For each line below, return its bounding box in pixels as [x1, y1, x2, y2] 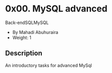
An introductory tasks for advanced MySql [5, 62, 92, 68]
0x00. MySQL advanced [5, 3, 108, 14]
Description [5, 49, 42, 57]
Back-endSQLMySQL [5, 19, 49, 25]
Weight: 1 [12, 34, 31, 40]
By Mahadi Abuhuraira [12, 29, 59, 35]
